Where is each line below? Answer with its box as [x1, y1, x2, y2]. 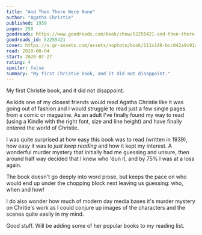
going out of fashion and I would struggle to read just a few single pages [6, 105, 186, 112]
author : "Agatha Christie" [6, 14, 74, 20]
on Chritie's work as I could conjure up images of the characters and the [6, 204, 185, 211]
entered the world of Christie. [6, 124, 79, 131]
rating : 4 [6, 59, 31, 65]
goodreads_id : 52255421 [6, 37, 66, 43]
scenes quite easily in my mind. [6, 210, 84, 218]
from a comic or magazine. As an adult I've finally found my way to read [6, 111, 185, 119]
